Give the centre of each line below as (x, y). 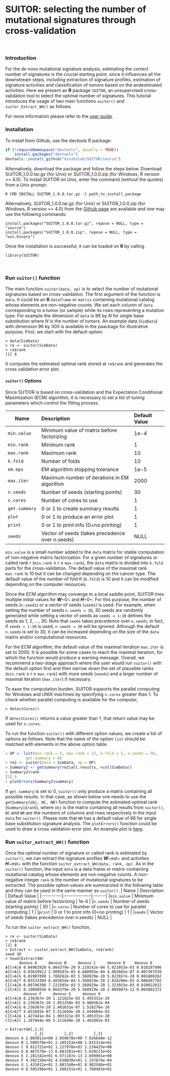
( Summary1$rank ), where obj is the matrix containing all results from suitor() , (85, 807)
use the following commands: (36, 214)
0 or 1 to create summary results (80, 508)
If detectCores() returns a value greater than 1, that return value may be (80, 718)
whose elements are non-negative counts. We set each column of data (79, 305)
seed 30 (13, 954)
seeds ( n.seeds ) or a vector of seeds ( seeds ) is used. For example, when (80, 605)
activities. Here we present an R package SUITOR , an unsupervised (74, 91)
